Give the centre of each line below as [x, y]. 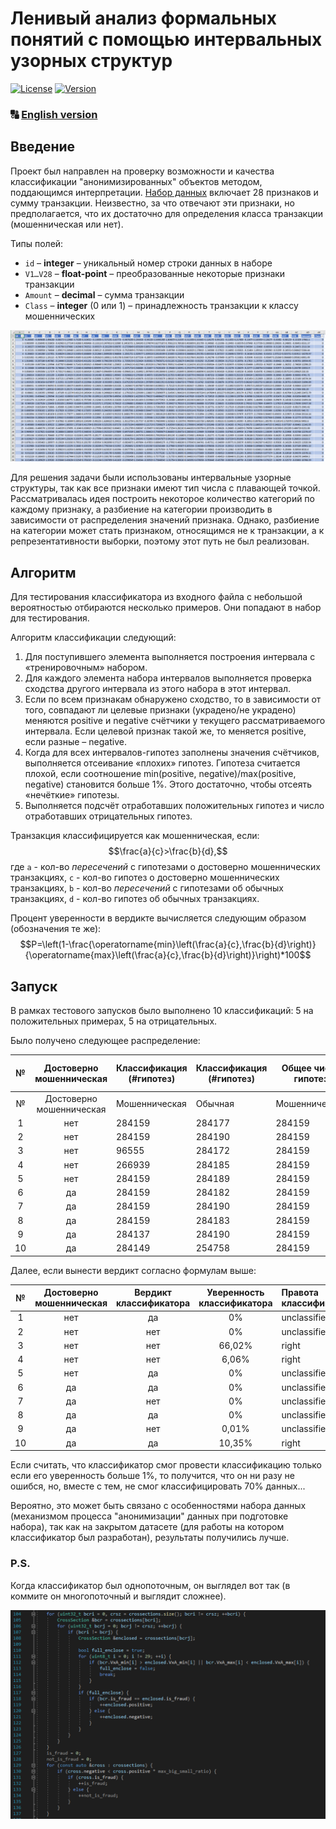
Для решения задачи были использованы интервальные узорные [151, 478]
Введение [43, 147]
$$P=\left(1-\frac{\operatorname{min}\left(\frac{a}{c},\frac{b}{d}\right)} [168, 944]
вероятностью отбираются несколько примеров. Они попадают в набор [166, 608]
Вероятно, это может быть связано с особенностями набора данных [158, 1506]
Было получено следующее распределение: [105, 1040]
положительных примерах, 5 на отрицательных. [114, 1021]
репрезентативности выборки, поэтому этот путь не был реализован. [160, 541]
